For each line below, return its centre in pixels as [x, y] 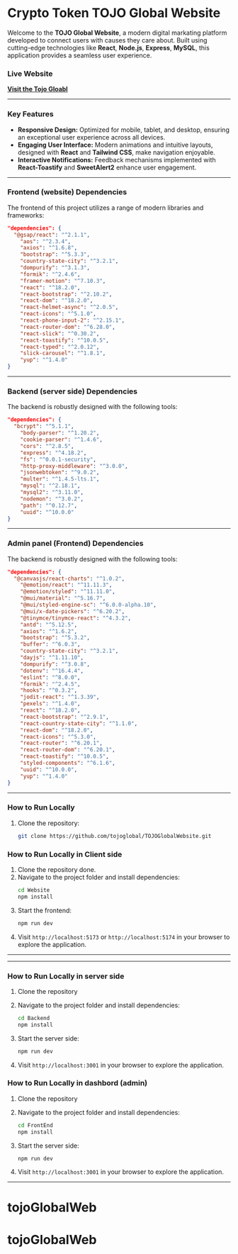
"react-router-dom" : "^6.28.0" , [68, 327]
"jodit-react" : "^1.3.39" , [60, 697]
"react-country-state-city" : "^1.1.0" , [79, 723]
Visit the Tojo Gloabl [38, 89]
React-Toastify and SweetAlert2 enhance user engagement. [107, 167]
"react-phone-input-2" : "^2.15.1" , [73, 320]
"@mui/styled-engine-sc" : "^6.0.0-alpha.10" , [89, 605]
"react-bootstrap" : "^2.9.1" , [65, 717]
